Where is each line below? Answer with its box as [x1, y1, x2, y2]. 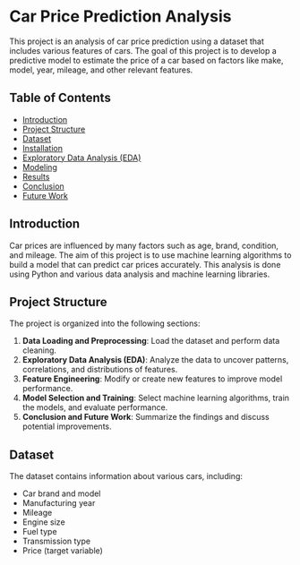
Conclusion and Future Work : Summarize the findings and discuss [21, 412, 270, 423]
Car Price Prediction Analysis [9, 6, 232, 27]
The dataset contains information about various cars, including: [9, 471, 244, 482]
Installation [21, 142, 64, 153]
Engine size [21, 517, 65, 527]
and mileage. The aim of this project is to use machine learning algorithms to [9, 249, 292, 261]
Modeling [21, 161, 58, 172]
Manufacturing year [21, 498, 96, 509]
